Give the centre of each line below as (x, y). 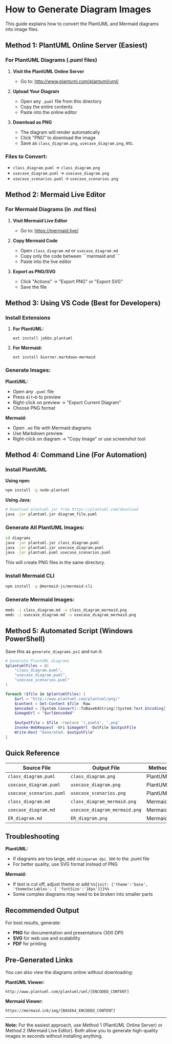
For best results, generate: (33, 923)
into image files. (22, 29)
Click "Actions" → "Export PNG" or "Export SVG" (72, 281)
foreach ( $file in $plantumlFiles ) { (46, 694)
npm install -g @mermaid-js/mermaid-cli (49, 586)
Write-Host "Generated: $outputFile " (55, 732)
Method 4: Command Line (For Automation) (76, 455)
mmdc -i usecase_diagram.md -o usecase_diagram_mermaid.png (71, 615)
